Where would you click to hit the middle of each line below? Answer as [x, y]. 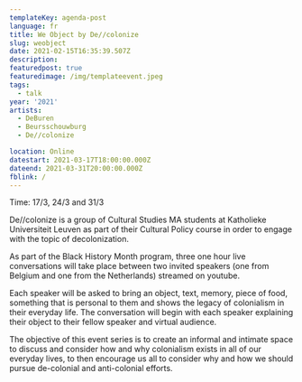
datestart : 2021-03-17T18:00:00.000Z [80, 160]
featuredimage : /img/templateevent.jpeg [87, 77]
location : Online [42, 152]
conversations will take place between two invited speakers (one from [139, 266]
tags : [19, 85]
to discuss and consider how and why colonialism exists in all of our [135, 349]
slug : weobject [38, 43]
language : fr [34, 26]
